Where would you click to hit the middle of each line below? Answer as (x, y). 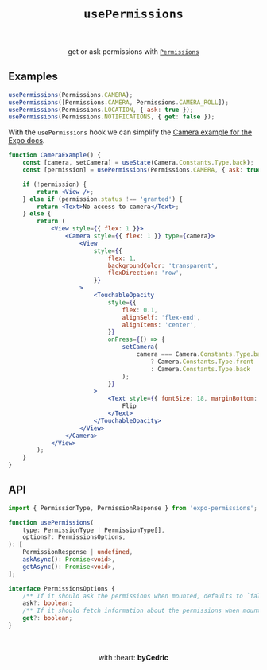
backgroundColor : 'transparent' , (163, 265)
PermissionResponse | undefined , (78, 552)
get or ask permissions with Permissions (133, 51)
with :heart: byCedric (133, 657)
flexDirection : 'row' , (145, 273)
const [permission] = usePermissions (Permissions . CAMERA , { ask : (133, 170)
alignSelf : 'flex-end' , (161, 317)
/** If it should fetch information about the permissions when (131, 611)
